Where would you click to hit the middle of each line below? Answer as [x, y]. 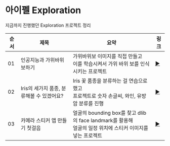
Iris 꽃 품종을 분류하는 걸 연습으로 [110, 81]
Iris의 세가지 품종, [41, 88]
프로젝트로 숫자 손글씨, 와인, [104, 96]
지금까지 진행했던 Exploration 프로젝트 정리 [48, 25]
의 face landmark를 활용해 [103, 120]
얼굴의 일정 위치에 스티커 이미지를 [110, 128]
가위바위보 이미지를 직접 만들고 [108, 56]
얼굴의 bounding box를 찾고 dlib [110, 113]
